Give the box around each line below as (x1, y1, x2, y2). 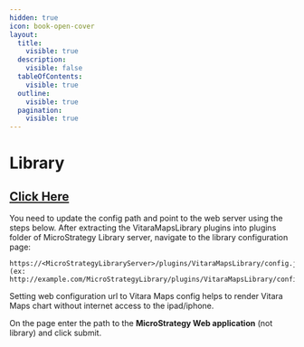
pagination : (17, 106, 63, 115)
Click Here (9, 189, 70, 204)
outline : (17, 89, 51, 98)
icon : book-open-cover (9, 22, 95, 31)
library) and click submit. (9, 327, 102, 339)
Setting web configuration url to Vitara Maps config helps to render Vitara (9, 291, 283, 302)
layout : (9, 30, 39, 39)
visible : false (25, 64, 83, 73)
